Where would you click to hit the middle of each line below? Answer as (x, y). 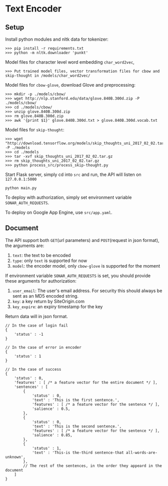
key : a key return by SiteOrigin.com (48, 301)
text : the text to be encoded (41, 255)
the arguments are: (25, 246)
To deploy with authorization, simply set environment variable (68, 197)
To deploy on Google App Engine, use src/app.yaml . (59, 212)
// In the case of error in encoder (43, 347)
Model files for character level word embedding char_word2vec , (70, 62)
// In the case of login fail (37, 325)
